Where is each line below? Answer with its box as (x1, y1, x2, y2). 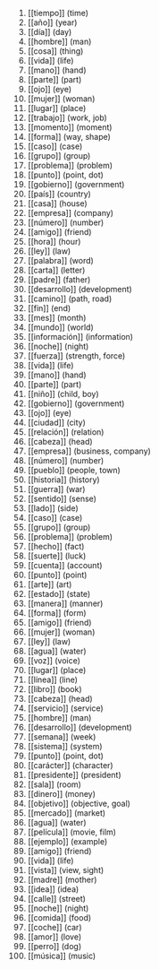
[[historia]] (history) (27, 474, 101, 485)
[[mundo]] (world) (27, 322, 95, 333)
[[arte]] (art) (27, 579, 72, 590)
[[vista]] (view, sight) (27, 865, 105, 875)
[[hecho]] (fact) (27, 541, 85, 551)
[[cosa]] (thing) (27, 46, 84, 56)
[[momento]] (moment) (27, 122, 113, 133)
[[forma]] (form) (27, 608, 88, 618)
